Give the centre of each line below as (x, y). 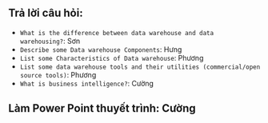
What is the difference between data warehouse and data (117, 33)
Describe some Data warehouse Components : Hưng (101, 49)
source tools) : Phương (58, 74)
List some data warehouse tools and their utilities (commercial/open (140, 67)
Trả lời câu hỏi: (46, 13)
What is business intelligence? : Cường (87, 83)
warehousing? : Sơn (50, 41)
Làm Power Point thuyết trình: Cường (102, 108)
